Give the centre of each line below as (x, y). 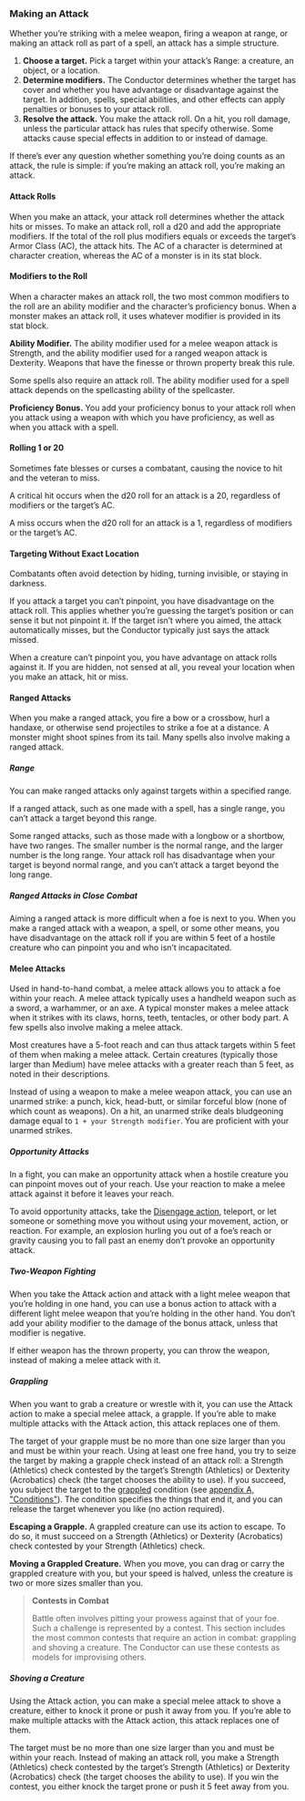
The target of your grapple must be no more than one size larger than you (147, 1441)
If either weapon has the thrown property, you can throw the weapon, (140, 1351)
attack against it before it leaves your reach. (92, 1194)
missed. (24, 640)
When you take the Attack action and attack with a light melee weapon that (150, 1294)
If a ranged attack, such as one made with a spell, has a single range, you (147, 809)
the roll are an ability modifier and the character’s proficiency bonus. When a (153, 306)
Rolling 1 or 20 (37, 448)
